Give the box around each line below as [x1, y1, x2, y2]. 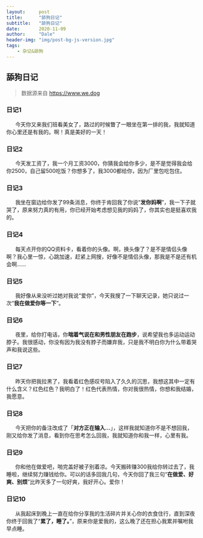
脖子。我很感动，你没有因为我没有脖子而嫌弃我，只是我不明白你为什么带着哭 [6, 339, 197, 346]
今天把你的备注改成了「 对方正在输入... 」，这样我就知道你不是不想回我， [14, 424, 193, 431]
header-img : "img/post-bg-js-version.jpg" [6, 37, 115, 43]
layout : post [6, 8, 50, 15]
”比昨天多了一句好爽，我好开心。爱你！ [27, 478, 126, 485]
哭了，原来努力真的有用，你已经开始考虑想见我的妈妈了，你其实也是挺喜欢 [6, 206, 192, 213]
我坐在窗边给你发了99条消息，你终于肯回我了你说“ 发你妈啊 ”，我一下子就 [14, 199, 196, 206]
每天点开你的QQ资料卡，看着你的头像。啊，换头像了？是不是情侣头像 [14, 245, 188, 253]
